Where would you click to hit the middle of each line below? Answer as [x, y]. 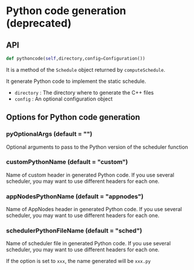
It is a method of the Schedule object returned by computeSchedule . [86, 69]
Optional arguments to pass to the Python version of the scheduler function [97, 147]
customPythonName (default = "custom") [67, 162]
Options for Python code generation [73, 117]
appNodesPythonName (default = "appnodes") [75, 196]
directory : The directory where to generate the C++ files [84, 92]
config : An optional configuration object [64, 99]
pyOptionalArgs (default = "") [49, 134]
